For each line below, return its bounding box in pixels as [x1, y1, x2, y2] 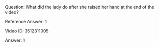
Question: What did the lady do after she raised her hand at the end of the [5, 4, 155, 10]
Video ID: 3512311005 [5, 28, 49, 33]
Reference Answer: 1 [5, 19, 47, 24]
